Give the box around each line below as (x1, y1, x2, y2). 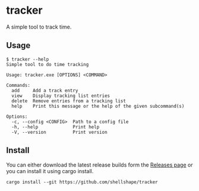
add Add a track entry (11, 87, 78, 93)
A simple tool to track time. (6, 23, 72, 30)
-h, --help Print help (11, 124, 100, 130)
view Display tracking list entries (11, 93, 110, 99)
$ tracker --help (6, 56, 49, 62)
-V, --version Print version (11, 129, 108, 135)
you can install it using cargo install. (6, 167, 94, 174)
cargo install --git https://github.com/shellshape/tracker (6, 179, 159, 185)
